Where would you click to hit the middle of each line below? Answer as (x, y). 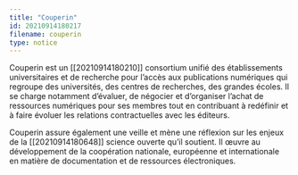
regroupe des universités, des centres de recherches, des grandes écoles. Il (149, 87)
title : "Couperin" (43, 17)
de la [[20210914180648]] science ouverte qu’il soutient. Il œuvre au (135, 142)
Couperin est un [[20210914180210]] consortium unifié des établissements (146, 68)
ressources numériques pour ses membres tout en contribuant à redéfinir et (149, 106)
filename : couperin (46, 34)
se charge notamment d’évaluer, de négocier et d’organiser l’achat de (137, 96)
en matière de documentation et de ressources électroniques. (123, 161)
